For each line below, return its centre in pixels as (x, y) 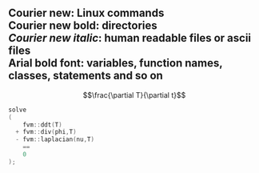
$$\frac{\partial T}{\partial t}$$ (134, 95)
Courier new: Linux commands (86, 13)
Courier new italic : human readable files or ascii (130, 38)
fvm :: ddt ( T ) (42, 125)
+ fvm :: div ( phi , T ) (46, 132)
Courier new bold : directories (83, 26)
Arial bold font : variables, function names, (116, 63)
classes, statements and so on (86, 76)
